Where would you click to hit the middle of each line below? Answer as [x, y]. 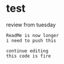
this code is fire [28, 56]
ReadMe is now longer [33, 35]
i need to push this [31, 41]
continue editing [27, 51]
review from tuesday [31, 25]
